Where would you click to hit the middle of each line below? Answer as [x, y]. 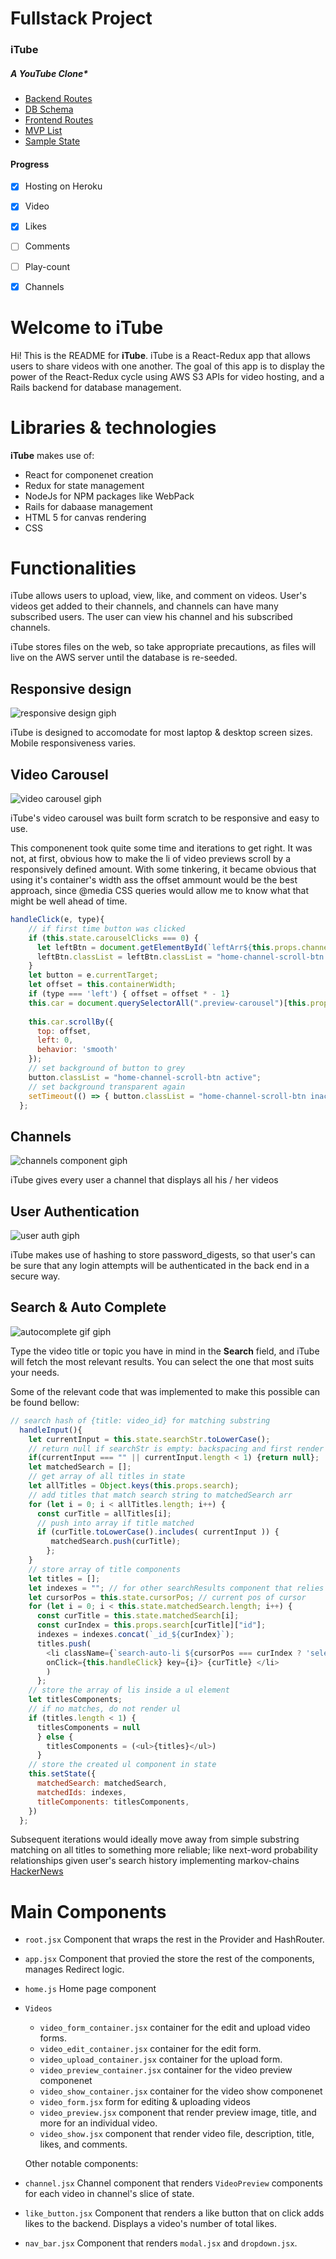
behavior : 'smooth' [77, 1050]
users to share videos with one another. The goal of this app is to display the [167, 366]
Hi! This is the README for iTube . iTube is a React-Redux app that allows [160, 355]
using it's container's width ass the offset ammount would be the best [154, 880]
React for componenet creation [89, 474]
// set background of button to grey [107, 1068]
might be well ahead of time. [69, 901]
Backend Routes [58, 99]
